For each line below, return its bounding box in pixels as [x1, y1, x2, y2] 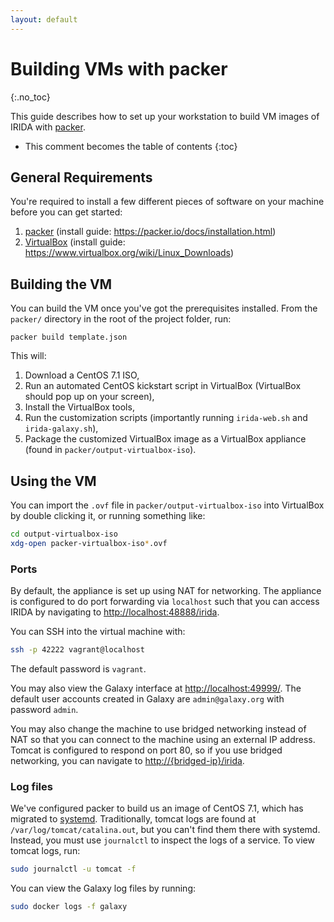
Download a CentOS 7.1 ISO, [24, 369, 140, 381]
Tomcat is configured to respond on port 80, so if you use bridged [10, 744, 283, 756]
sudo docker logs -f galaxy [10, 902, 128, 912]
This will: [10, 350, 47, 362]
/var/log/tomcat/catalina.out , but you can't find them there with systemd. [10, 824, 321, 836]
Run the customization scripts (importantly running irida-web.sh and [24, 412, 308, 424]
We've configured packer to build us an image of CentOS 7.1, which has [10, 802, 304, 815]
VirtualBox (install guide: [24, 236, 126, 248]
